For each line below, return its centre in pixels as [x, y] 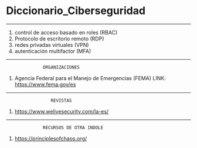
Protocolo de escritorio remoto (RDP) [59, 39]
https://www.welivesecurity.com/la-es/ [62, 111]
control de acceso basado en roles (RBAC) [66, 32]
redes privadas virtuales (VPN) [52, 44]
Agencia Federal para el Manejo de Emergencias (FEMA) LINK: [90, 78]
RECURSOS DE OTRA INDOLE [73, 128]
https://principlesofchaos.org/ [51, 138]
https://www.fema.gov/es [45, 84]
